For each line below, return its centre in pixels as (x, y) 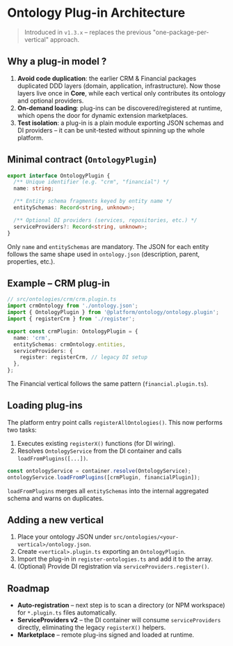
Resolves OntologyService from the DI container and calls (99, 451)
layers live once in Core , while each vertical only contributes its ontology (121, 93)
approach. (65, 39)
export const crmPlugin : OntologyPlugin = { (73, 331)
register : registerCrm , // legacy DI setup (84, 357)
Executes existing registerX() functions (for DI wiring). (96, 443)
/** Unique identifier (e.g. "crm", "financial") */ (91, 182)
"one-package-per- (181, 32)
